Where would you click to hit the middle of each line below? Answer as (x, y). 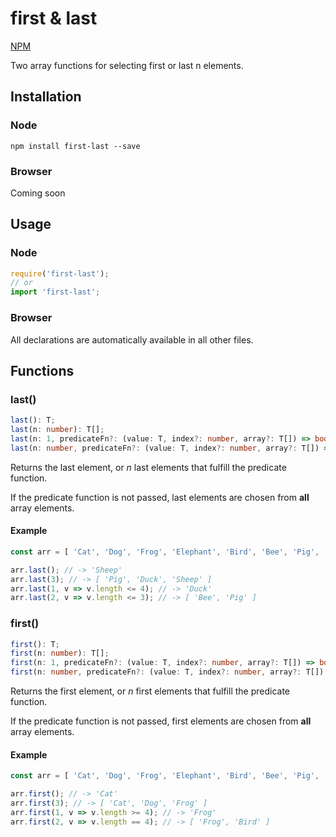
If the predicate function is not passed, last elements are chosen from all (160, 497)
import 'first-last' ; (55, 292)
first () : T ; (35, 644)
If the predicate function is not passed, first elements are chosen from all (161, 721)
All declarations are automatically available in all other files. (132, 339)
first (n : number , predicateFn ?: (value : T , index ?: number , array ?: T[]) (167, 672)
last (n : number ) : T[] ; (57, 430)
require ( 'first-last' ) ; (60, 273)
